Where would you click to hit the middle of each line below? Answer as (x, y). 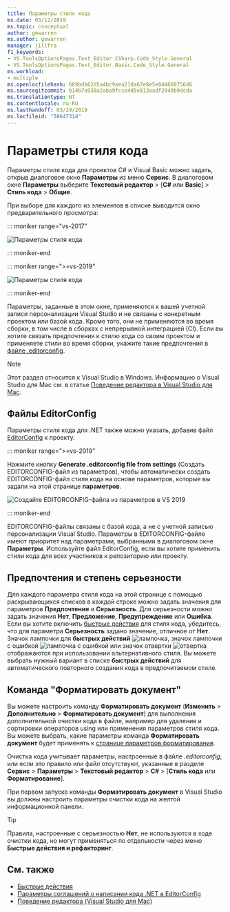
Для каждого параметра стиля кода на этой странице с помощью (105, 595)
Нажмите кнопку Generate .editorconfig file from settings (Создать (106, 465)
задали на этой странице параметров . (64, 486)
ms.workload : (26, 71)
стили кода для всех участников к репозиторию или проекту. (98, 556)
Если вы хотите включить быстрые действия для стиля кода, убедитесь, (114, 624)
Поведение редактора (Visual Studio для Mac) (85, 901)
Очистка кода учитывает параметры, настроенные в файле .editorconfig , (115, 756)
